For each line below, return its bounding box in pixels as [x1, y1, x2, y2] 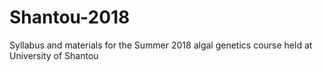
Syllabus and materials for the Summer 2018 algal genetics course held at [9, 39, 313, 51]
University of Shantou [9, 49, 99, 61]
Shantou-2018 [9, 6, 131, 29]
